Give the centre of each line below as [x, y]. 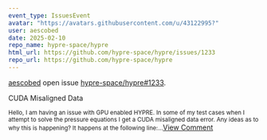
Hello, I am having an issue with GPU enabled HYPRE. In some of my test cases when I [127, 112]
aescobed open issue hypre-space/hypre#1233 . [87, 82]
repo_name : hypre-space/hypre [59, 45]
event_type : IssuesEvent [49, 16]
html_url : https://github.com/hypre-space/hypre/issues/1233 [112, 52]
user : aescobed [33, 30]
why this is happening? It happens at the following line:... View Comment [111, 127]
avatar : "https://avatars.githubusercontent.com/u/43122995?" [114, 23]
